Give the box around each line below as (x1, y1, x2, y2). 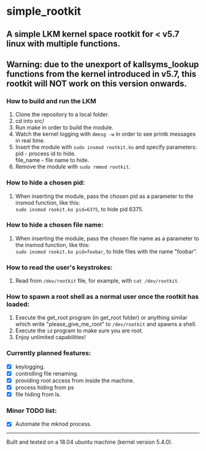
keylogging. (15, 363, 45, 370)
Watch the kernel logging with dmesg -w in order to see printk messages (15, 130, 196, 138)
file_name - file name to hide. (15, 157, 90, 164)
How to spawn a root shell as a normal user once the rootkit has (6, 292, 199, 301)
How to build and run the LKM (6, 96, 96, 105)
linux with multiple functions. (6, 38, 121, 49)
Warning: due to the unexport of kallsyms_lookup (6, 59, 199, 69)
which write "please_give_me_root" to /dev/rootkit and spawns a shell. (15, 321, 197, 328)
